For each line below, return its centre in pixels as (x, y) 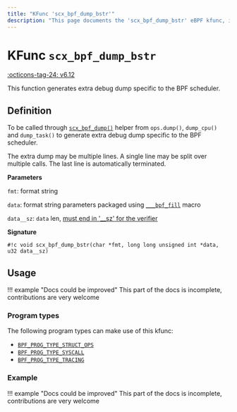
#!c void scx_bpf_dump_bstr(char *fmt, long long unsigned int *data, (113, 245)
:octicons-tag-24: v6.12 (41, 75)
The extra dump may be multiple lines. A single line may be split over (107, 157)
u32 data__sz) (28, 251)
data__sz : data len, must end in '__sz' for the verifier (83, 219)
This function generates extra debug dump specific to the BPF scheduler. (114, 88)
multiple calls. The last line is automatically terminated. (87, 164)
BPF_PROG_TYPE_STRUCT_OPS (55, 345)
